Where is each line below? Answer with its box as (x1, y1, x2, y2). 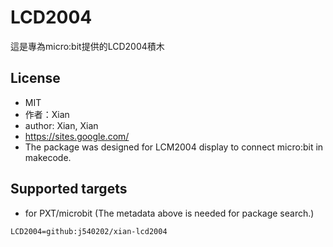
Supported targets (10, 181, 128, 198)
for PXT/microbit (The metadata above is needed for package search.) (24, 207, 315, 219)
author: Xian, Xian (24, 119, 99, 131)
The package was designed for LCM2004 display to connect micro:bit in (24, 141, 324, 153)
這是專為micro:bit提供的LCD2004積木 (10, 40, 165, 52)
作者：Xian (24, 108, 70, 120)
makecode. (24, 151, 72, 163)
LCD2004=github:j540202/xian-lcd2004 (10, 226, 168, 236)
